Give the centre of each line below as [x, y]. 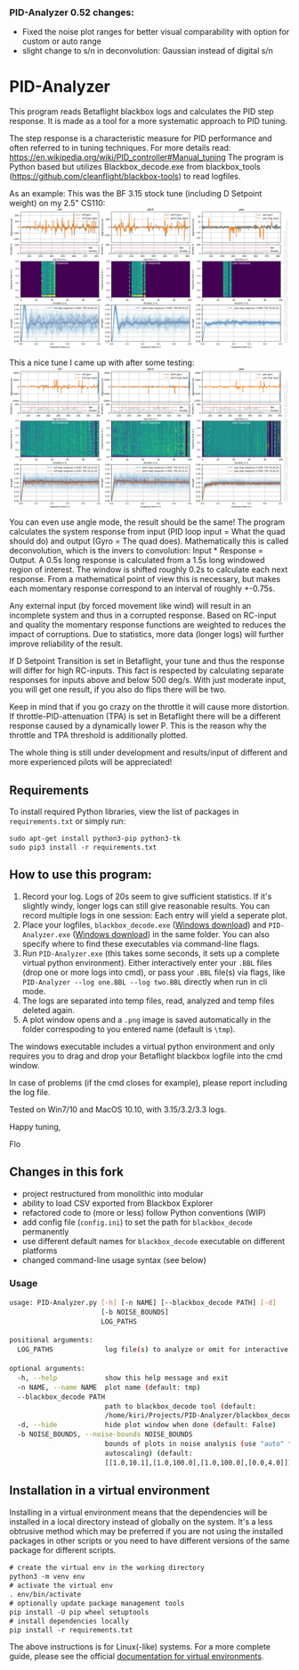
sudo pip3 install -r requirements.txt [83, 848]
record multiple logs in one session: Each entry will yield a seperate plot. [154, 915]
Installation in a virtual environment [110, 1491]
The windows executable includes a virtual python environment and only [142, 1046]
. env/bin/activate [45, 1594]
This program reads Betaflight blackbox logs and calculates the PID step [141, 112]
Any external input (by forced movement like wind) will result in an [130, 606]
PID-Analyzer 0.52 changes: [72, 12]
